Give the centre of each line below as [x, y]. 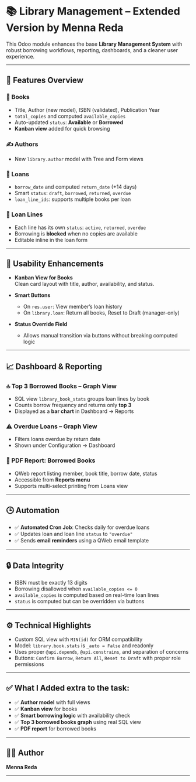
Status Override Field [41, 324]
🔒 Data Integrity [35, 566]
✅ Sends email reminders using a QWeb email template [82, 541]
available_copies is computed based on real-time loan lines [87, 595]
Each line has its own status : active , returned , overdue [80, 227]
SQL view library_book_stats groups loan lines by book [82, 399]
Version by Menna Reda [65, 28]
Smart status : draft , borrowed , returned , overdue [73, 193]
